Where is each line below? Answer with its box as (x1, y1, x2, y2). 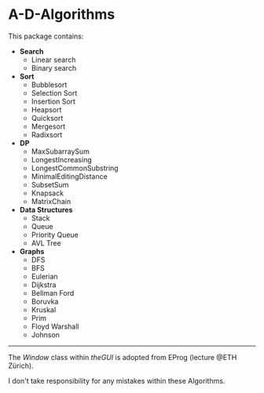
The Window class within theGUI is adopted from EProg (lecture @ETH (8, 352, 237, 362)
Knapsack (31, 188, 64, 198)
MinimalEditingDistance (31, 171, 108, 181)
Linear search (31, 55, 76, 64)
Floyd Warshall (31, 322, 80, 331)
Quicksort (31, 113, 64, 122)
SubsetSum (31, 180, 69, 189)
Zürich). (8, 361, 34, 370)
